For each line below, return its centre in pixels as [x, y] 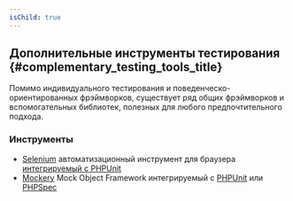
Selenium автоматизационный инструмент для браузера [129, 158]
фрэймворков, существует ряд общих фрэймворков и [182, 97]
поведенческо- [201, 89]
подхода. [27, 117]
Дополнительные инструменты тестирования [145, 54]
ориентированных [43, 97]
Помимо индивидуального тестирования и [90, 89]
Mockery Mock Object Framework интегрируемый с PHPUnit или [143, 177]
